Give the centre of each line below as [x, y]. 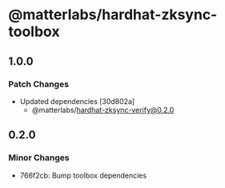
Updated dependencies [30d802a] [77, 101]
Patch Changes [39, 84]
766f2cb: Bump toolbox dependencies [83, 175]
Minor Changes [39, 158]
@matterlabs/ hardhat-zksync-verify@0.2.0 [103, 110]
